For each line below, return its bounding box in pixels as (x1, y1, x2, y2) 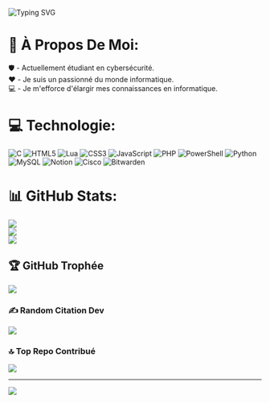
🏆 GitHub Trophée (8, 259, 104, 273)
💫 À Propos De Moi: (8, 36, 139, 54)
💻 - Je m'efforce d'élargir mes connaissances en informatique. (8, 83, 219, 93)
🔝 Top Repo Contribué (8, 345, 96, 356)
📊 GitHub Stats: (8, 187, 118, 206)
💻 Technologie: (8, 117, 117, 135)
